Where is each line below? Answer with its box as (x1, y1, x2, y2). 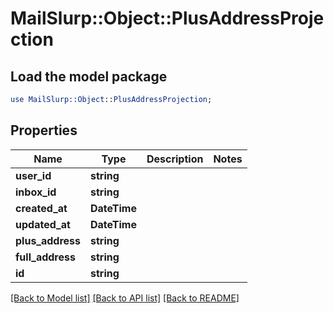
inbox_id (15, 185, 57, 199)
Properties (10, 122, 78, 139)
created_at (15, 201, 68, 215)
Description (146, 152, 204, 166)
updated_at (15, 217, 71, 231)
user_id (15, 168, 52, 182)
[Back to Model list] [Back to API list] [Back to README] (10, 292, 240, 304)
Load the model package (10, 68, 168, 85)
